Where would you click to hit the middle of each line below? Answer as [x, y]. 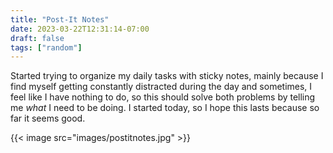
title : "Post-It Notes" [60, 19]
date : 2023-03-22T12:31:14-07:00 [80, 29]
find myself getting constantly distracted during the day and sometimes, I [161, 87]
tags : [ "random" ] [46, 47]
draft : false [37, 38]
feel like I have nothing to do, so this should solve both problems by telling [163, 97]
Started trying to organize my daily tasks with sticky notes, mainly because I [167, 76]
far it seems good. [48, 118]
